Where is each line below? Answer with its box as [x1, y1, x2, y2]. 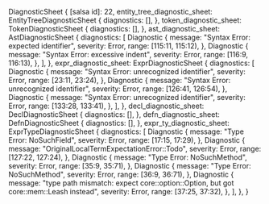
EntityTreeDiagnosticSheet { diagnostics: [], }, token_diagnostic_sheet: [8, 15, 242, 25]
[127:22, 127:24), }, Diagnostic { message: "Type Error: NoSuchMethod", [8, 152, 247, 162]
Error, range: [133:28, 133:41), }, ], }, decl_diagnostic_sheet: [8, 101, 205, 110]
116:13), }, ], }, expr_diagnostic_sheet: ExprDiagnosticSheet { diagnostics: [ [8, 58, 255, 68]
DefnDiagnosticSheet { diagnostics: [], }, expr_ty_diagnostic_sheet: [8, 119, 230, 127]
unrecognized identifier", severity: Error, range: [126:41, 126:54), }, [8, 84, 228, 94]
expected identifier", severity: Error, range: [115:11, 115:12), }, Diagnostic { [8, 41, 249, 51]
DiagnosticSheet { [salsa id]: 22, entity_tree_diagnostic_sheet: [8, 7, 213, 16]
